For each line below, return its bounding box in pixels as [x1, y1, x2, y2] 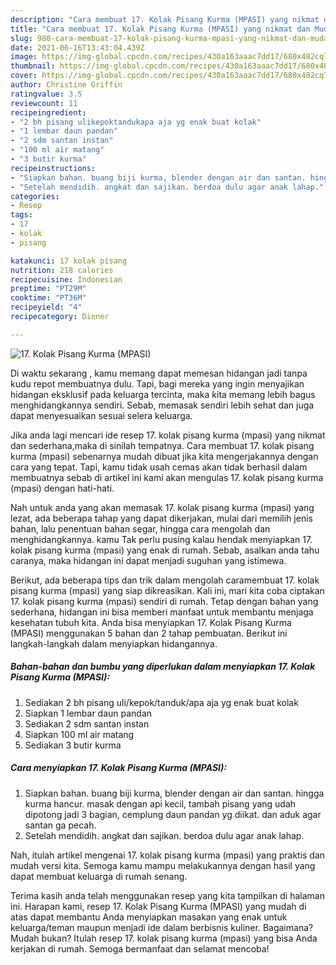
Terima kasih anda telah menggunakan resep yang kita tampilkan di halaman [10, 889, 325, 901]
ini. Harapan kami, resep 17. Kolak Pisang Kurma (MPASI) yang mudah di [10, 900, 307, 912]
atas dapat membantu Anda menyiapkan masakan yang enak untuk [10, 911, 288, 923]
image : [10, 52, 38, 62]
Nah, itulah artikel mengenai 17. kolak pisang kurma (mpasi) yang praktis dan [10, 849, 326, 861]
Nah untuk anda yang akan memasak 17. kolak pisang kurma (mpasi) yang [10, 501, 315, 513]
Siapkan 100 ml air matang [24, 728, 135, 740]
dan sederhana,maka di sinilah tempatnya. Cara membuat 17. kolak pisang [10, 439, 315, 451]
